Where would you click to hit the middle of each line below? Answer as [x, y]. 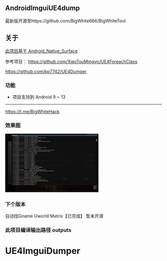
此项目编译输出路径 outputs [38, 230]
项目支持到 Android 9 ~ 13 [39, 97]
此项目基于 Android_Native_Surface [42, 51]
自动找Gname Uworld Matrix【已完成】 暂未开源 [54, 216]
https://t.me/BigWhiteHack [32, 111]
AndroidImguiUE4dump [42, 8]
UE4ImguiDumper [43, 251]
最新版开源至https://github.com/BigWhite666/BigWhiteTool [65, 21]
